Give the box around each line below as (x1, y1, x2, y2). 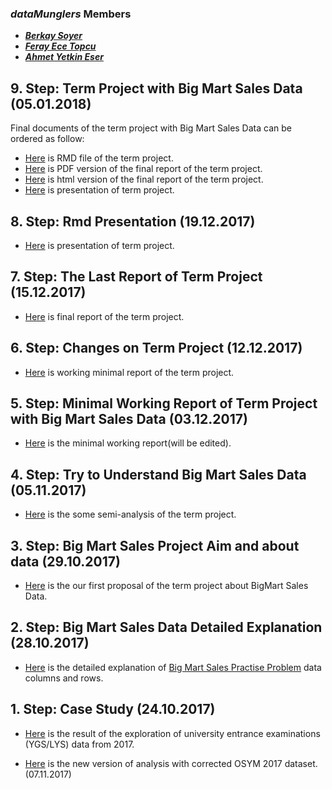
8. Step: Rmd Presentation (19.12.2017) (10, 213, 256, 230)
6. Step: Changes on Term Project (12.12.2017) (10, 340, 303, 357)
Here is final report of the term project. (24, 310, 185, 322)
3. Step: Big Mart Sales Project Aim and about (10, 537, 300, 554)
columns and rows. (24, 672, 104, 684)
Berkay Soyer (24, 30, 83, 42)
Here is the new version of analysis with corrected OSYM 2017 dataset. (24, 757, 318, 769)
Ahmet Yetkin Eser (24, 51, 104, 63)
